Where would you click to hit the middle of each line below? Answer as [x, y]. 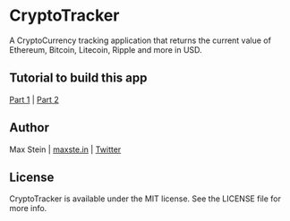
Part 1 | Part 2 [34, 99]
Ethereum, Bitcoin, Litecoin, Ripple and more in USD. [106, 49]
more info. [28, 208]
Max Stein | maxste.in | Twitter [65, 149]
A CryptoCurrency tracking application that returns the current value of [140, 40]
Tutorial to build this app [78, 78]
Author [29, 127]
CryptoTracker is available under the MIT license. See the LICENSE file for [145, 199]
